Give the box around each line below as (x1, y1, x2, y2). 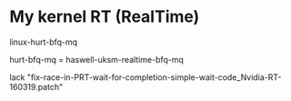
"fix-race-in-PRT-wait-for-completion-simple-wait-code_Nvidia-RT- (26, 71, 282, 83)
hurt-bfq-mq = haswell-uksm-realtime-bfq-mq (9, 54, 185, 65)
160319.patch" (9, 81, 64, 92)
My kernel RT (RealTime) (9, 6, 200, 27)
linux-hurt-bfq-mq (9, 36, 78, 47)
